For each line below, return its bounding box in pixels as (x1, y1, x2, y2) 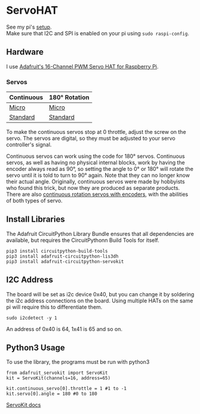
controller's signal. (6, 141, 52, 148)
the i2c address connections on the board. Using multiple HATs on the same (6, 297, 193, 304)
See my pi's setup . (6, 23, 52, 30)
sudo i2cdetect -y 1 (6, 315, 58, 321)
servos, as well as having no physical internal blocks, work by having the (6, 159, 185, 166)
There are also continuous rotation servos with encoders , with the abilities (6, 191, 189, 198)
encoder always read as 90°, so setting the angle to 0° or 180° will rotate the (6, 165, 194, 173)
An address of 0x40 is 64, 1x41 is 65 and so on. (6, 325, 122, 332)
